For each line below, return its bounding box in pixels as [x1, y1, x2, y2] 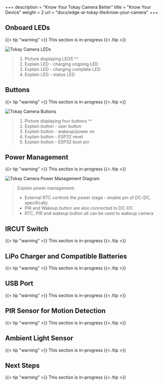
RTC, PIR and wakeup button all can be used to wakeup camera [24, 210, 154, 216]
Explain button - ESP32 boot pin [24, 139, 90, 145]
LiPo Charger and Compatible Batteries [5, 252, 127, 260]
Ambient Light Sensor [5, 334, 74, 343]
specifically [24, 200, 48, 206]
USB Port [5, 279, 33, 288]
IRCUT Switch [5, 225, 48, 233]
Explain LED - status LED [24, 71, 75, 77]
